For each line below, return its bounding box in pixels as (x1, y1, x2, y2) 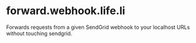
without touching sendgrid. (6, 29, 73, 37)
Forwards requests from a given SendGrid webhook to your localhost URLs (6, 24, 190, 31)
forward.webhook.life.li (6, 4, 126, 18)
